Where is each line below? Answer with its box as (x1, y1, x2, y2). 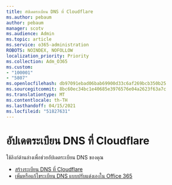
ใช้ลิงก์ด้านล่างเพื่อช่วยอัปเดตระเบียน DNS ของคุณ (6, 154, 104, 161)
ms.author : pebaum (6, 14, 52, 20)
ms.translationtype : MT (6, 92, 65, 98)
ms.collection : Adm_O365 (6, 58, 68, 64)
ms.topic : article (6, 36, 52, 42)
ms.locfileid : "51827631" (6, 108, 70, 114)
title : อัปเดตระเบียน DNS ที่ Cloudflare (6, 8, 93, 15)
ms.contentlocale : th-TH (6, 97, 68, 103)
